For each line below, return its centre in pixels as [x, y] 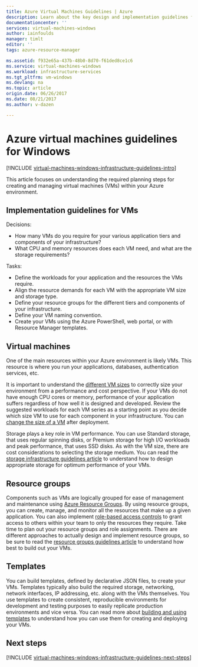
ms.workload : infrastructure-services [54, 71]
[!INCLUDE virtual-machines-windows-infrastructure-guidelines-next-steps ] [99, 657]
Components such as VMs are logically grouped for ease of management [95, 498]
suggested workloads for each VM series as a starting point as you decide [96, 410]
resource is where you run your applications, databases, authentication [92, 367]
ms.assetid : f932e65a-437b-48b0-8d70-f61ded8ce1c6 [70, 61]
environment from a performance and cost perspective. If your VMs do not [97, 391]
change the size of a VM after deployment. [58, 422]
